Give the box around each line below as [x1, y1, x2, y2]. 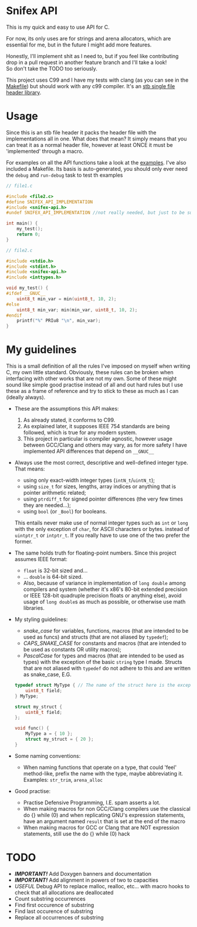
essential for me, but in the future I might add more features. [6, 41, 152, 48]
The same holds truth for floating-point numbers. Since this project [14, 549, 177, 556]
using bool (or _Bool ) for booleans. [23, 508, 107, 515]
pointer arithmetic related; [23, 489, 86, 496]
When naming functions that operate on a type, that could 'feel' [23, 764, 177, 771]
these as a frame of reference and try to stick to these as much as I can [6, 388, 179, 395]
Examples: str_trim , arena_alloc [23, 776, 103, 783]
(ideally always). [6, 394, 46, 401]
